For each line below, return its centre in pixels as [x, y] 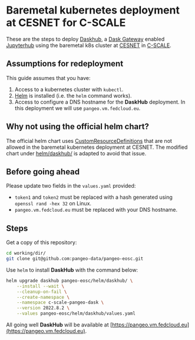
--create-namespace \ [43, 297]
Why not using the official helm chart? [77, 127]
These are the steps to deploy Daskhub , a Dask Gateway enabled [85, 39]
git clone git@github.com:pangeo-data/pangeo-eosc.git [75, 259]
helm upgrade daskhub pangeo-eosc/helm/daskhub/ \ [70, 281]
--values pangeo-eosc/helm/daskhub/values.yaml [76, 314]
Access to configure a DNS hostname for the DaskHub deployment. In [100, 102]
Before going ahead [43, 171]
